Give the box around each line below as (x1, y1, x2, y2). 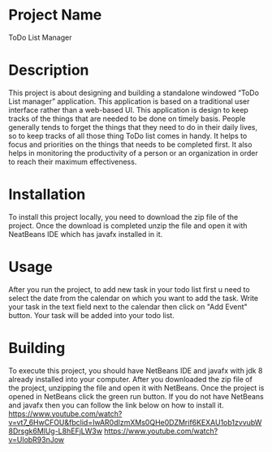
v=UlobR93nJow (8, 434, 65, 444)
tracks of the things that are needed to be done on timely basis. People (8, 114, 246, 123)
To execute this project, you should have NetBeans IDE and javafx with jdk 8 (8, 365, 263, 375)
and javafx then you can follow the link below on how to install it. (8, 400, 225, 410)
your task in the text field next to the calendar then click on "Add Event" (8, 302, 248, 312)
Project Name (8, 6, 102, 24)
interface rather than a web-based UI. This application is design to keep (8, 105, 249, 114)
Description (8, 61, 89, 80)
